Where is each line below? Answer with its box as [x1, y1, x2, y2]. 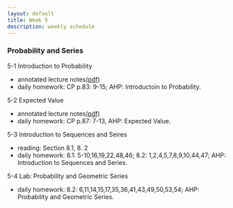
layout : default [7, 10, 54, 17]
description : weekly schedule [7, 23, 95, 30]
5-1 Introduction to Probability [7, 62, 93, 70]
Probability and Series [7, 46, 83, 55]
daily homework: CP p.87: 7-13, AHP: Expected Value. [17, 116, 171, 125]
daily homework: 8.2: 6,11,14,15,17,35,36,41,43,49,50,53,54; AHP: [17, 185, 200, 193]
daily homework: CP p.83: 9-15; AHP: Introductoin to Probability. [17, 83, 202, 91]
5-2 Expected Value [7, 96, 64, 104]
